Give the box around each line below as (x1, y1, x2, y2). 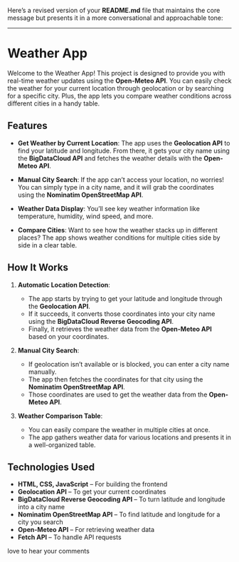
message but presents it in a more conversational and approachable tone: (7, 14, 223, 22)
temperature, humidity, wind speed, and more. (17, 212, 154, 220)
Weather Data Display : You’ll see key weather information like (17, 204, 201, 213)
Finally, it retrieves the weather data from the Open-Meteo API (28, 325, 212, 333)
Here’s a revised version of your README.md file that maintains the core (7, 6, 221, 14)
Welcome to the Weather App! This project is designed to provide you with (7, 68, 225, 77)
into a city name (17, 503, 65, 511)
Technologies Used (7, 461, 95, 473)
